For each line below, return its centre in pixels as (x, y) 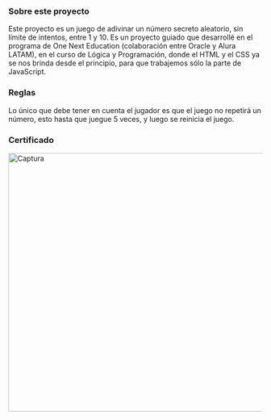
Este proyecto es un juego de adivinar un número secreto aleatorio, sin (126, 29)
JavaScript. (27, 72)
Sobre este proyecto (49, 11)
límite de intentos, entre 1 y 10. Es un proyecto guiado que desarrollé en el (131, 37)
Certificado (31, 140)
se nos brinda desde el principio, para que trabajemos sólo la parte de (125, 63)
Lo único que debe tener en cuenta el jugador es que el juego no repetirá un (135, 110)
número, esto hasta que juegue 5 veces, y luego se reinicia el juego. (121, 119)
